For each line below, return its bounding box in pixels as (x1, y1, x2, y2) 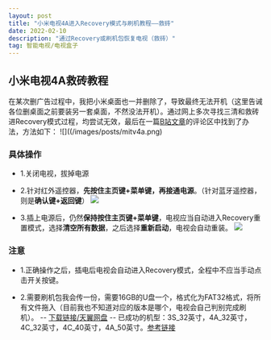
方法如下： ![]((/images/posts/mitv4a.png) (22, 126, 163, 136)
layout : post (8, 11, 52, 20)
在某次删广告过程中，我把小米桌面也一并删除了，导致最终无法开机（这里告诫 (8, 96, 263, 106)
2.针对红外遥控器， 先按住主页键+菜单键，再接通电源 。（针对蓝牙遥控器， (19, 186, 261, 196)
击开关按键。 (19, 275, 63, 284)
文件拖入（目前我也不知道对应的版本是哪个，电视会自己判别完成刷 (27, 302, 247, 312)
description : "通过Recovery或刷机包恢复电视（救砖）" (8, 34, 176, 43)
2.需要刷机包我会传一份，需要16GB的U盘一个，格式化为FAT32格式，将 (19, 292, 254, 302)
